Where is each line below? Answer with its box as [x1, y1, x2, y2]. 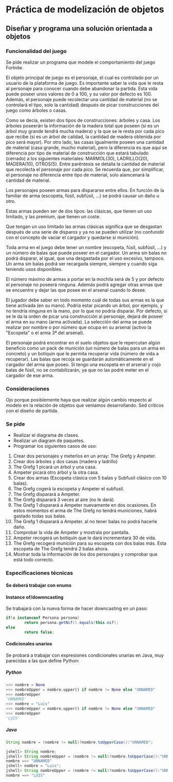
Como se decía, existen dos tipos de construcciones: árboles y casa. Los [6, 117, 161, 123]
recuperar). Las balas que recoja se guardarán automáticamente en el [6, 356, 153, 362]
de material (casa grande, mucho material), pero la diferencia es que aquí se [6, 144, 167, 150]
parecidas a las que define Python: [6, 657, 80, 663]
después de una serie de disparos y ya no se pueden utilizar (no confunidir [6, 228, 165, 235]
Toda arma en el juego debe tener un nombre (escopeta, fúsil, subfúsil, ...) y [6, 244, 167, 250]
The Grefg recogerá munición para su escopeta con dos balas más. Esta [13, 540, 166, 546]
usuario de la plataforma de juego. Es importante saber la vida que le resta [6, 80, 164, 86]
